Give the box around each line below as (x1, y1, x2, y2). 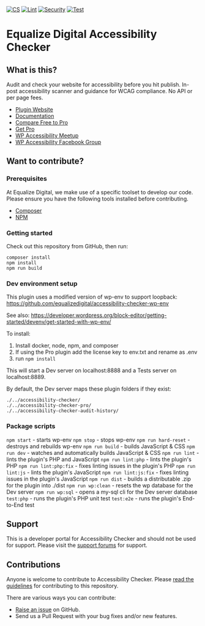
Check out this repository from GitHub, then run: (6, 242, 129, 250)
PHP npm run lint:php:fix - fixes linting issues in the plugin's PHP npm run (6, 462, 196, 469)
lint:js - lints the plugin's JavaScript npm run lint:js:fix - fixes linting (6, 468, 189, 476)
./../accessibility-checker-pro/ (6, 402, 92, 409)
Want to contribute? (6, 156, 84, 167)
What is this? (6, 64, 58, 75)
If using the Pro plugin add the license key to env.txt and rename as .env (15, 348, 198, 356)
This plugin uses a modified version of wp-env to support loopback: (6, 293, 177, 300)
